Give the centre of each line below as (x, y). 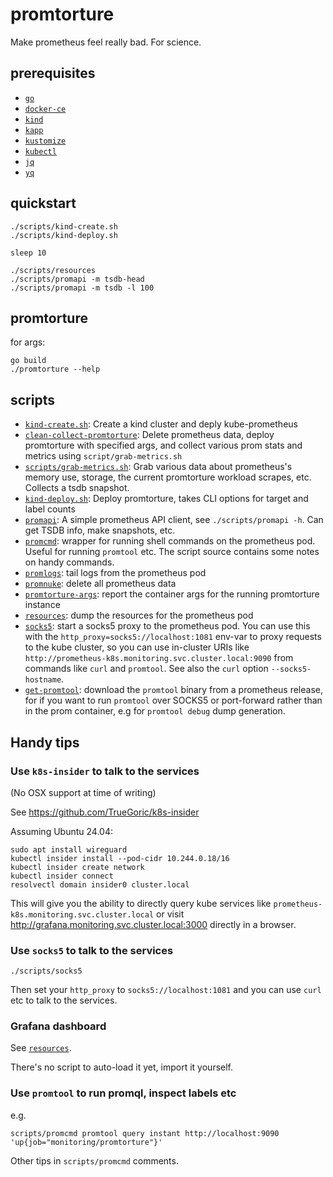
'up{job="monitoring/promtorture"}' (86, 1142)
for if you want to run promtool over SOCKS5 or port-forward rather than (173, 700)
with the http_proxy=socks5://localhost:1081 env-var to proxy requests (173, 637)
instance (42, 605)
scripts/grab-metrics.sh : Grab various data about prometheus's (158, 467)
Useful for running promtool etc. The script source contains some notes (172, 552)
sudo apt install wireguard (69, 849)
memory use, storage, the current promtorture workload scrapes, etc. (168, 477)
